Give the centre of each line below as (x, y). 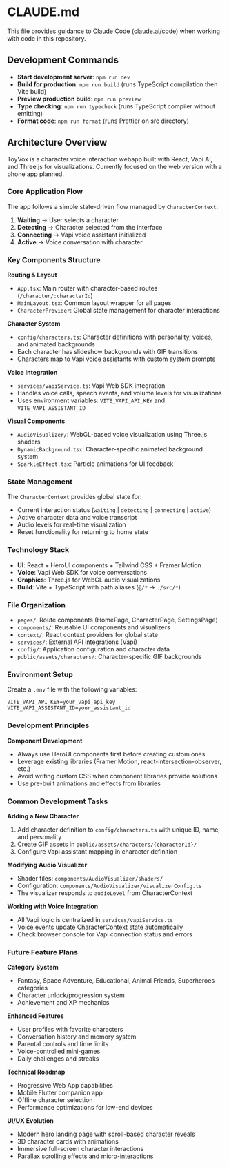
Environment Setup (40, 674)
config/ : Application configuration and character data (93, 649)
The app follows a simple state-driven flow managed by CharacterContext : (113, 206)
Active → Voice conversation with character (80, 242)
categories (32, 988)
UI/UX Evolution (30, 1121)
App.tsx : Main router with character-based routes (87, 288)
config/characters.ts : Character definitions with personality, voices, (115, 337)
